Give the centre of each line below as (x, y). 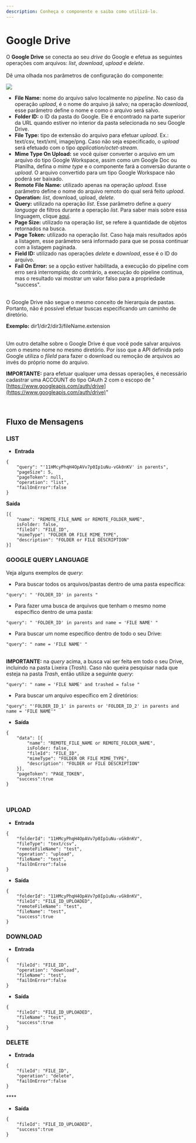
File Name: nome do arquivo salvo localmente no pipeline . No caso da (99, 98)
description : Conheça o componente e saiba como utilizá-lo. (82, 11)
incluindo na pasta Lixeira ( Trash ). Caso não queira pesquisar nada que (92, 667)
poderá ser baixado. (39, 179)
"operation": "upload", (46, 854)
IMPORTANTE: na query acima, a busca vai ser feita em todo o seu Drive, (95, 661)
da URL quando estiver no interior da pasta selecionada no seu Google (100, 122)
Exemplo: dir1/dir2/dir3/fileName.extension (58, 326)
